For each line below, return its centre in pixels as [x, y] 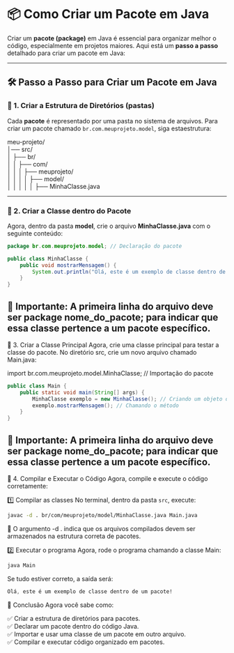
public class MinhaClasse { [48, 259]
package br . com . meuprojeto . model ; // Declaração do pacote [95, 246]
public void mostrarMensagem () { [68, 265]
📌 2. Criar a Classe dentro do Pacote [69, 210]
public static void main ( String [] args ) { [82, 392]
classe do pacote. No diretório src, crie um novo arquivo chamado [102, 352]
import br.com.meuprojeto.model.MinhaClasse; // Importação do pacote [110, 373]
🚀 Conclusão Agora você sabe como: [61, 605]
